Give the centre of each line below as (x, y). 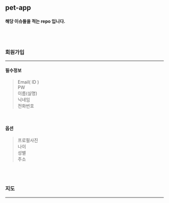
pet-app (18, 8)
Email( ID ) (28, 82)
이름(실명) (27, 93)
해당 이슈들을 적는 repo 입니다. (35, 21)
